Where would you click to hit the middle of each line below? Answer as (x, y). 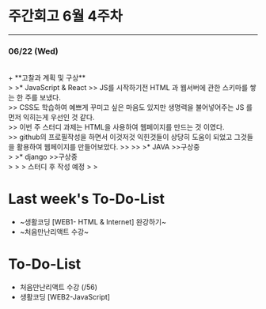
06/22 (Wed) (34, 51)
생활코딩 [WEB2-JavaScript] (65, 297)
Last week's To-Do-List (86, 199)
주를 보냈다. (43, 98)
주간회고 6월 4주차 (65, 16)
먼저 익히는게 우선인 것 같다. (51, 117)
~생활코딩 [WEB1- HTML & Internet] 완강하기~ (93, 222)
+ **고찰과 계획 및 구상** (47, 78)
